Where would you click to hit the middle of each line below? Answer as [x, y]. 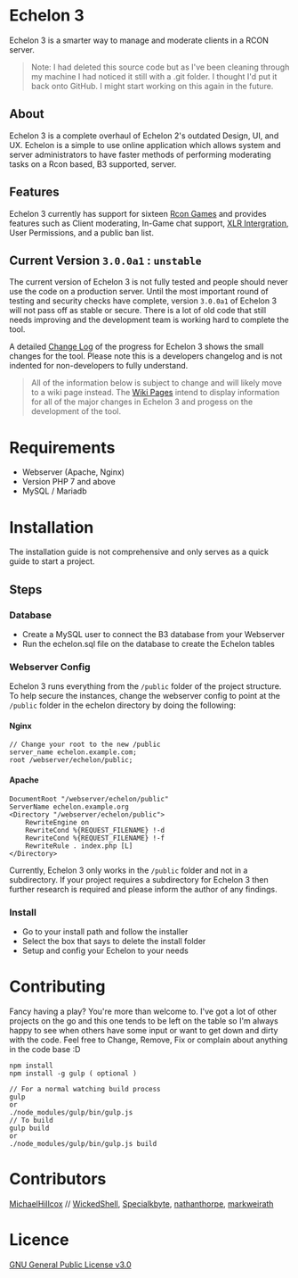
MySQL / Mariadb [54, 491]
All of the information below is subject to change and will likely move [157, 383]
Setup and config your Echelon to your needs [105, 950]
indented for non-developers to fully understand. [99, 366]
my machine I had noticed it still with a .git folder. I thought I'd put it [154, 76]
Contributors [58, 1179]
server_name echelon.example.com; [73, 752]
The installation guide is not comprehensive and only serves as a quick [139, 552]
